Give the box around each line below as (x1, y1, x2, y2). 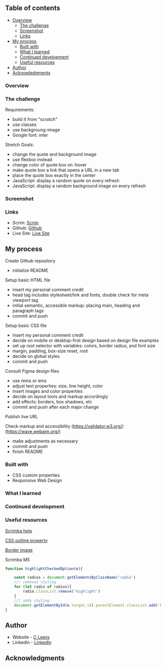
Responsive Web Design (12, 478, 62, 484)
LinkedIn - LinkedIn (12, 639, 52, 646)
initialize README (12, 268, 48, 274)
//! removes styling (14, 580, 56, 585)
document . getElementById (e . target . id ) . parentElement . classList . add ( (14, 603, 158, 608)
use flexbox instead (12, 157, 53, 163)
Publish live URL (5, 414, 38, 420)
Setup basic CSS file (5, 323, 47, 329)
